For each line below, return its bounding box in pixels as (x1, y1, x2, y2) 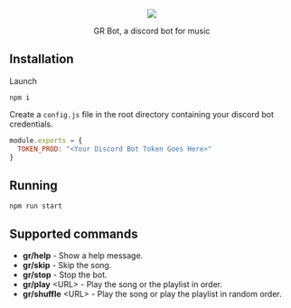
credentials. (9, 118, 53, 129)
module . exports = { (9, 135, 83, 145)
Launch (9, 75, 38, 86)
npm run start (9, 201, 63, 211)
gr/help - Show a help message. (22, 250, 144, 261)
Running (9, 177, 59, 193)
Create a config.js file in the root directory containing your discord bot (9, 108, 274, 119)
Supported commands (9, 226, 138, 241)
